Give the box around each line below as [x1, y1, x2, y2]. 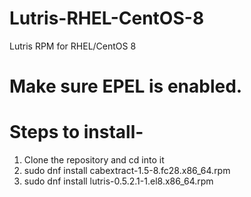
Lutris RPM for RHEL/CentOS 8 [9, 40, 137, 52]
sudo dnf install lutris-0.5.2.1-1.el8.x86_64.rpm [23, 175, 214, 187]
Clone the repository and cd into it [23, 154, 165, 166]
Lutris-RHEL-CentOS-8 [9, 7, 205, 30]
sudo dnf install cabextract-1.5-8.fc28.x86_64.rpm [23, 165, 231, 177]
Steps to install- [9, 121, 144, 144]
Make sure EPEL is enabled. [9, 75, 243, 98]
